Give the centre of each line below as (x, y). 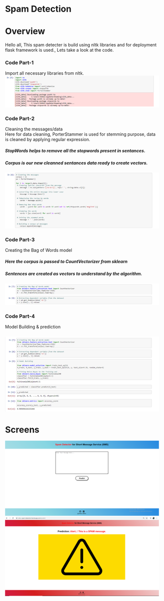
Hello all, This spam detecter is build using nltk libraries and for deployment (81, 45)
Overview (25, 31)
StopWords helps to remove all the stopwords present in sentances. (75, 150)
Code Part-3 (20, 239)
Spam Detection (38, 9)
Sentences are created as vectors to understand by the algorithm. (74, 274)
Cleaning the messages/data (34, 129)
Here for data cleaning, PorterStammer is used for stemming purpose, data (80, 134)
